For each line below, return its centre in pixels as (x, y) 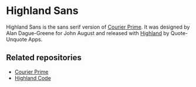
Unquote (17, 39)
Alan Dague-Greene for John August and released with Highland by (88, 33)
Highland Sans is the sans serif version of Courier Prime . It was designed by (98, 27)
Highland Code (33, 78)
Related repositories (44, 58)
